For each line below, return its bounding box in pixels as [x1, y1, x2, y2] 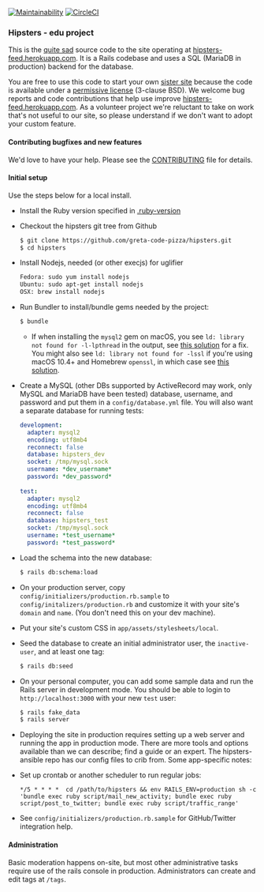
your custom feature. [8, 119, 76, 129]
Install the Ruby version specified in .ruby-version [19, 205, 181, 215]
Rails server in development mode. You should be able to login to [19, 684, 231, 694]
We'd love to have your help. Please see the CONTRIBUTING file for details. [8, 155, 254, 164]
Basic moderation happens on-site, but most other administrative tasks [8, 857, 239, 867]
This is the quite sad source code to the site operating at [8, 45, 191, 55]
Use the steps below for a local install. [8, 190, 132, 200]
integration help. [19, 822, 73, 831]
